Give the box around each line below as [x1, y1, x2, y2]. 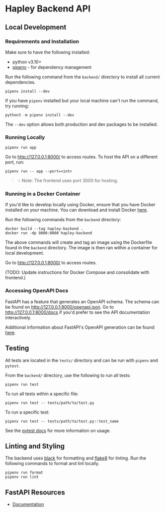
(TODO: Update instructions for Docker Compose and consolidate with [5, 269, 150, 275]
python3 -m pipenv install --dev [5, 112, 75, 117]
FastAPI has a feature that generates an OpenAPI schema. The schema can [5, 298, 160, 305]
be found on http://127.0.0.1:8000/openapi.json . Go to [5, 304, 114, 310]
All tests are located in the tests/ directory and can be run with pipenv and [5, 357, 158, 363]
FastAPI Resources [5, 488, 66, 497]
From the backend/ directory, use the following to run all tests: [5, 372, 131, 378]
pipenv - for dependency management [12, 64, 92, 70]
